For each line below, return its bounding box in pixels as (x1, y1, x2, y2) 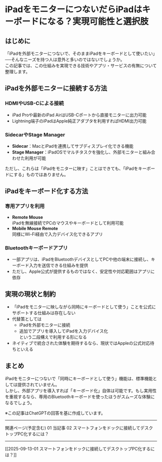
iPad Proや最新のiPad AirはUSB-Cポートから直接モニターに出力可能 (12, 112, 147, 118)
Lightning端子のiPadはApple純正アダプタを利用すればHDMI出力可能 (12, 118, 147, 123)
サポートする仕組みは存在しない (12, 310, 76, 316)
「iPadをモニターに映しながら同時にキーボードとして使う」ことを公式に (12, 304, 156, 309)
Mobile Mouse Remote (12, 225, 58, 231)
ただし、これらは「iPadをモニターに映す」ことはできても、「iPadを (5, 165, 138, 171)
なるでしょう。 (5, 400, 35, 405)
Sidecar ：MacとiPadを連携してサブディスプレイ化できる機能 (12, 143, 134, 149)
